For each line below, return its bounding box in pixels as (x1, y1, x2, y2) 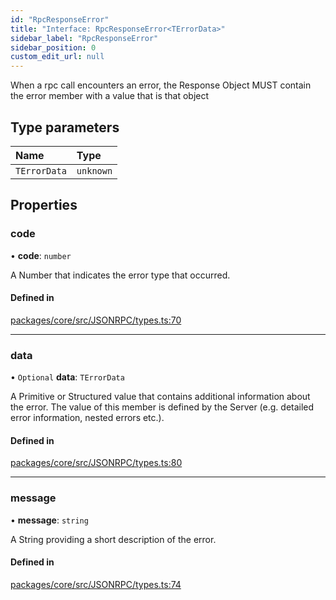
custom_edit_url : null (10, 52, 105, 62)
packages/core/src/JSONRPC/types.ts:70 (10, 314, 182, 326)
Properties (10, 197, 78, 214)
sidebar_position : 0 (10, 42, 97, 53)
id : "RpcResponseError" (10, 14, 110, 25)
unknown (76, 165, 113, 176)
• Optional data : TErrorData (10, 371, 125, 383)
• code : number (10, 249, 72, 261)
